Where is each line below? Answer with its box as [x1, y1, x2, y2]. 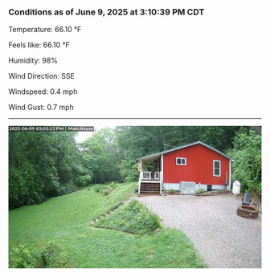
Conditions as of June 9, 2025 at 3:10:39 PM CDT [8, 6, 205, 18]
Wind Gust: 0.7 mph [8, 103, 74, 112]
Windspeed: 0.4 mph [8, 87, 78, 96]
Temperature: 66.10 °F [8, 25, 82, 35]
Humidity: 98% [8, 55, 59, 66]
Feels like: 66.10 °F [8, 40, 70, 50]
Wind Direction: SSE [8, 71, 75, 81]
